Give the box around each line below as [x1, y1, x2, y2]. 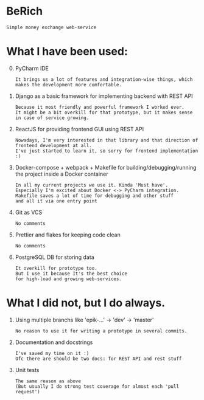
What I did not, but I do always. [6, 296, 166, 310]
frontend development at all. [15, 142, 93, 148]
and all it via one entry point [15, 198, 97, 204]
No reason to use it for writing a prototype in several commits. [15, 328, 188, 334]
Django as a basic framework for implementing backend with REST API [15, 92, 193, 100]
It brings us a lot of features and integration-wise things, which [15, 76, 193, 83]
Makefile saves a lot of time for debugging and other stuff [15, 193, 174, 199]
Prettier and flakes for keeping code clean [15, 231, 121, 238]
